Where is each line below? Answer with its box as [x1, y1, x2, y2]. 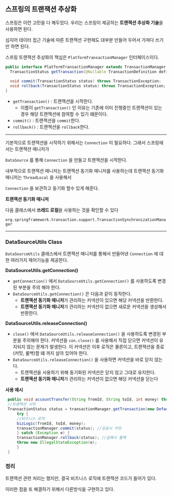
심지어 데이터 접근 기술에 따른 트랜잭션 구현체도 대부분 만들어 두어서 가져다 [5, 36, 155, 43]
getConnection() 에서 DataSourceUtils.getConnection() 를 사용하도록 [12, 278, 157, 284]
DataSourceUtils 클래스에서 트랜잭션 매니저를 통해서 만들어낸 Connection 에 [5, 251, 159, 257]
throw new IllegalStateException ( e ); [16, 440, 97, 445]
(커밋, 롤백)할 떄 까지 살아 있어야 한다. [12, 350, 89, 356]
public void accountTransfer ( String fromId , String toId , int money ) [7, 397, 159, 402]
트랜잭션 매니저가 [14, 146, 50, 152]
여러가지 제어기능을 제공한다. [10, 257, 69, 263]
